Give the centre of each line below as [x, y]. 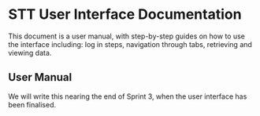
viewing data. [30, 53]
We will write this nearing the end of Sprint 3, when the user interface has [128, 96]
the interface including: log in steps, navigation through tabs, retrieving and [130, 44]
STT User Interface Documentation [125, 14]
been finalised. [32, 104]
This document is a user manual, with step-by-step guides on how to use [127, 36]
